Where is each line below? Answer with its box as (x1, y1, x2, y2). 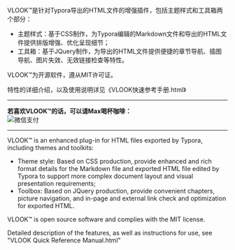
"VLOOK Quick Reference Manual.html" (7, 236, 121, 244)
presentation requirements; (17, 179, 96, 187)
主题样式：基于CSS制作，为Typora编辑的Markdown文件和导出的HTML (17, 30, 221, 38)
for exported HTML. (17, 202, 75, 209)
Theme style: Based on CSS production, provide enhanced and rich (17, 157, 212, 166)
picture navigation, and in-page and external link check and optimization (17, 194, 227, 203)
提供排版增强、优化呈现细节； (23, 38, 110, 47)
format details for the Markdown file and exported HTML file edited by (17, 165, 220, 172)
